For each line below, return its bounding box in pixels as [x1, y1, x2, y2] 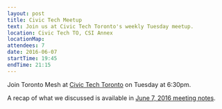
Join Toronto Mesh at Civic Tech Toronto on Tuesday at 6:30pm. [7, 80, 191, 88]
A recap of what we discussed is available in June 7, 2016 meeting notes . [7, 94, 216, 102]
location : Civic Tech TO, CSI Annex [7, 29, 113, 37]
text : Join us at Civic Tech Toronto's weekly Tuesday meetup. [7, 23, 194, 30]
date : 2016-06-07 [7, 49, 58, 56]
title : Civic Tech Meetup [7, 17, 82, 23]
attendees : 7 [7, 42, 45, 49]
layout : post [7, 10, 45, 17]
